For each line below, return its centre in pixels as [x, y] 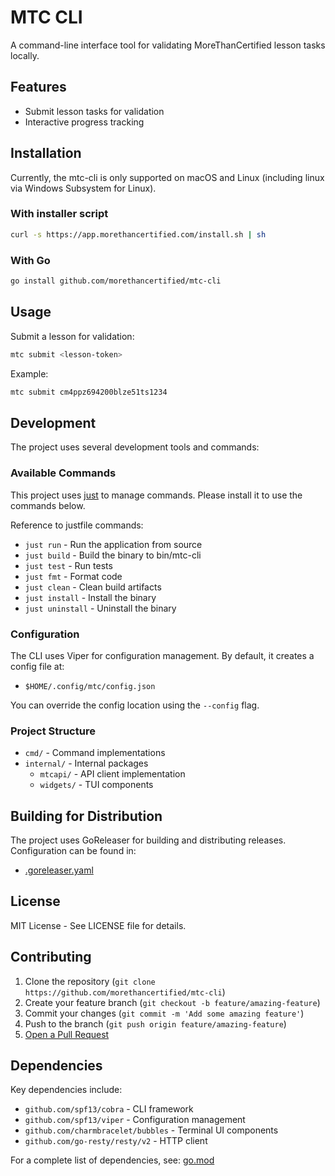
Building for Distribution [86, 816]
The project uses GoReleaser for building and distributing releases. [148, 840]
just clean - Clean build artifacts [93, 587]
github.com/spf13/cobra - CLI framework [109, 1109]
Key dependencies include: [66, 1090]
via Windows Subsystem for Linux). [83, 188]
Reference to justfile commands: [77, 525]
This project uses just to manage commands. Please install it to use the [156, 495]
